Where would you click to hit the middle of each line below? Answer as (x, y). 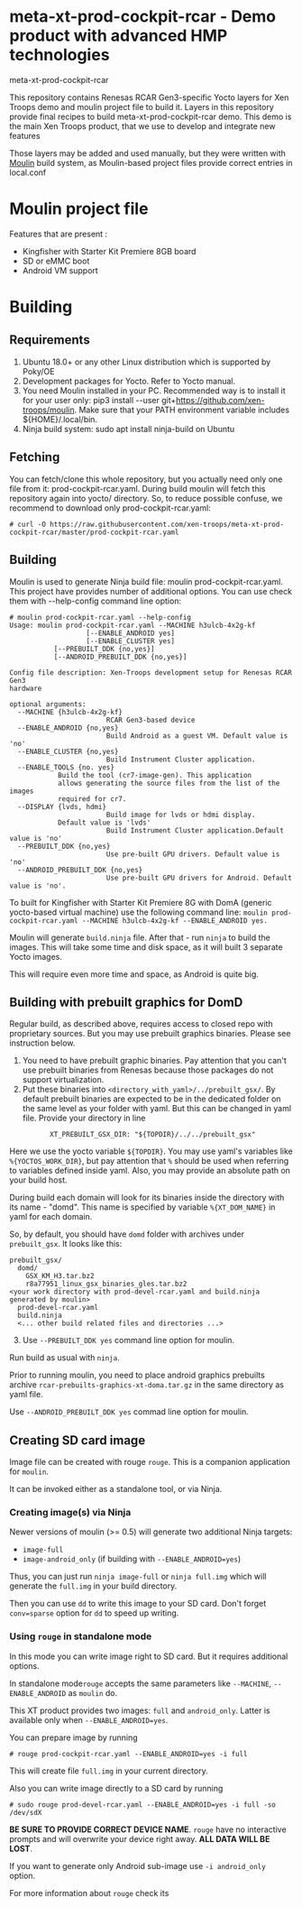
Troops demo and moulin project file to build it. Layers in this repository (142, 106)
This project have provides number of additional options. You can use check (151, 591)
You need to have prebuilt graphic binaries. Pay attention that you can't (154, 1061)
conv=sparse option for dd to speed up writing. (94, 1613)
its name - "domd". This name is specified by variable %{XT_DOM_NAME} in (142, 1207)
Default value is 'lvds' (104, 823)
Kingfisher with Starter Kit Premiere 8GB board (109, 251)
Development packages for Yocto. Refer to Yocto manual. (129, 381)
